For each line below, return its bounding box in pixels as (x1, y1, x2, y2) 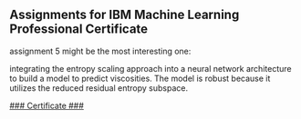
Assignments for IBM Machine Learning (9, 7, 240, 23)
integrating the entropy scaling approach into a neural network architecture (9, 63, 292, 74)
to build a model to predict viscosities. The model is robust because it (9, 73, 271, 84)
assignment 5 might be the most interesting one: (9, 45, 192, 56)
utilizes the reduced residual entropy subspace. (9, 82, 189, 94)
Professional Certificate (9, 22, 149, 37)
